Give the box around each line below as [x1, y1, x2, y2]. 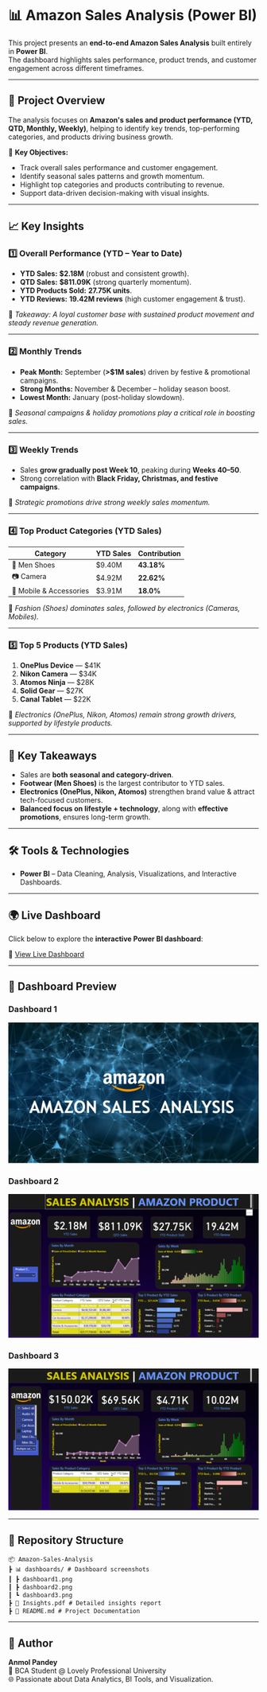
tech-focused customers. [19, 795, 103, 805]
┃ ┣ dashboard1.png [8, 1576, 73, 1584]
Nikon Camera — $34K [19, 669, 97, 679]
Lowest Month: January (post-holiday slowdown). [19, 392, 185, 402]
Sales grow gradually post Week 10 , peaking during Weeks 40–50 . [19, 465, 242, 475]
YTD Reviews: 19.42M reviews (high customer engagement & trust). [19, 294, 246, 304]
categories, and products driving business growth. [8, 132, 173, 142]
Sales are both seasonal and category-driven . [19, 770, 174, 780]
